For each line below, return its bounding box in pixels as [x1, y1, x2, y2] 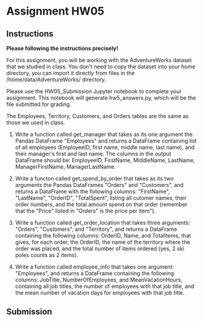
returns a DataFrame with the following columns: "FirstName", [15, 188, 170, 195]
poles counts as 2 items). [15, 252, 78, 258]
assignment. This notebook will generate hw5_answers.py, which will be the [6, 94, 196, 101]
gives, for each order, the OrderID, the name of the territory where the [15, 239, 190, 245]
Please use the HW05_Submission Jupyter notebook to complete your [6, 88, 182, 95]
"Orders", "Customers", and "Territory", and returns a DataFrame [15, 225, 177, 233]
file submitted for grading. [6, 101, 72, 108]
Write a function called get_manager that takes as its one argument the [15, 131, 193, 138]
